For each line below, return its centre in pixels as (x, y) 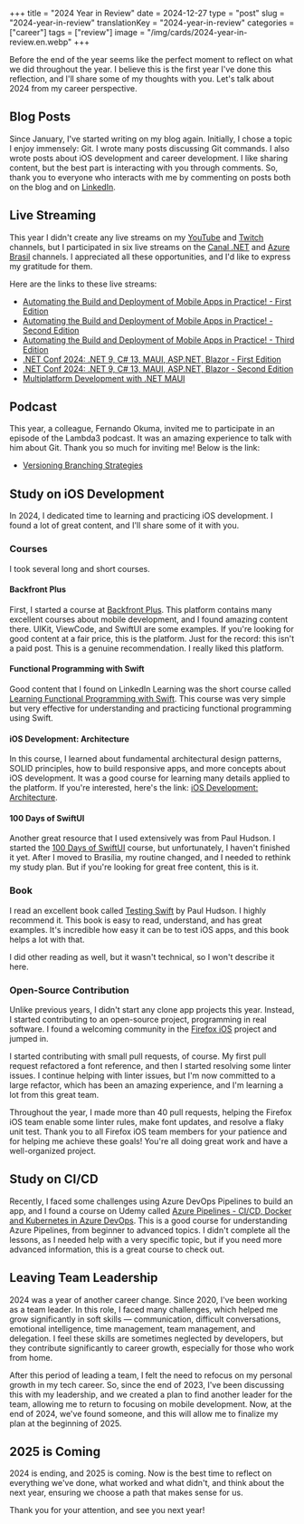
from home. (31, 1357)
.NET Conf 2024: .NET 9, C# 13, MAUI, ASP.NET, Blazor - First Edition (152, 359)
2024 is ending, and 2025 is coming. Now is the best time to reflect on (141, 1473)
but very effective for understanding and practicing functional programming (151, 708)
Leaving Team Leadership (84, 1278)
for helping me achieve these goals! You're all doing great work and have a (148, 1141)
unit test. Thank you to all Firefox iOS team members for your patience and (148, 1131)
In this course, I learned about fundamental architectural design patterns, (146, 759)
